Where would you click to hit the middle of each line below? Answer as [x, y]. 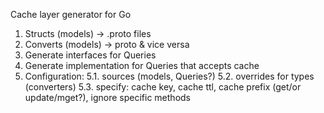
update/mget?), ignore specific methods [107, 97]
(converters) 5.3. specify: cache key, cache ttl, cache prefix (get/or [163, 87]
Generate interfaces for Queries [90, 55]
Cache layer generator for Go [71, 14]
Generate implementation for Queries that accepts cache [142, 65]
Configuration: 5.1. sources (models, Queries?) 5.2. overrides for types [169, 76]
